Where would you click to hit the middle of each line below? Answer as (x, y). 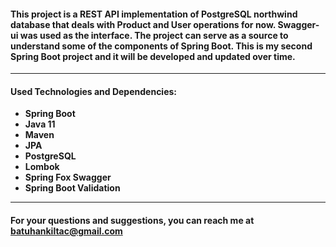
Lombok (42, 167)
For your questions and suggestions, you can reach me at (132, 220)
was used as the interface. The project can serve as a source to (154, 35)
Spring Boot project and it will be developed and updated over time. (153, 56)
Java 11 (40, 124)
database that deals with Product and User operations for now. (143, 24)
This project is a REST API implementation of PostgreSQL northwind (154, 14)
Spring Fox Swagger (68, 177)
